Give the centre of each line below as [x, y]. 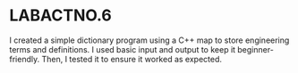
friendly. [25, 59]
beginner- [255, 49]
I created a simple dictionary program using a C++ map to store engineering [149, 40]
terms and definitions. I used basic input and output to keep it [122, 49]
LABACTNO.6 [60, 16]
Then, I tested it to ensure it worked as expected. [132, 59]
